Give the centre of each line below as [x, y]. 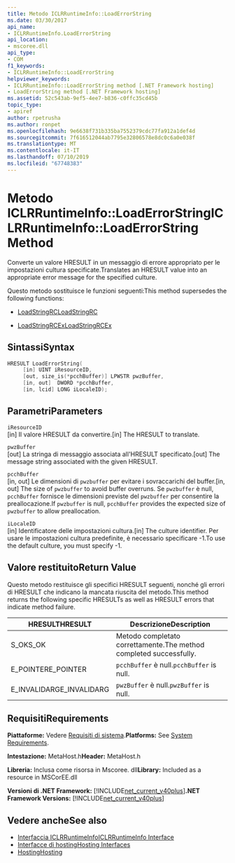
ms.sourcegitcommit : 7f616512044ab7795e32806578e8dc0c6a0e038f [101, 137]
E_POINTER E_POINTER [49, 669]
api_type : [22, 53]
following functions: [36, 298]
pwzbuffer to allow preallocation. [54, 511]
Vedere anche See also [57, 820]
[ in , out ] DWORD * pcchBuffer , [68, 383]
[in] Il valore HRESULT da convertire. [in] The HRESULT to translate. [104, 434]
